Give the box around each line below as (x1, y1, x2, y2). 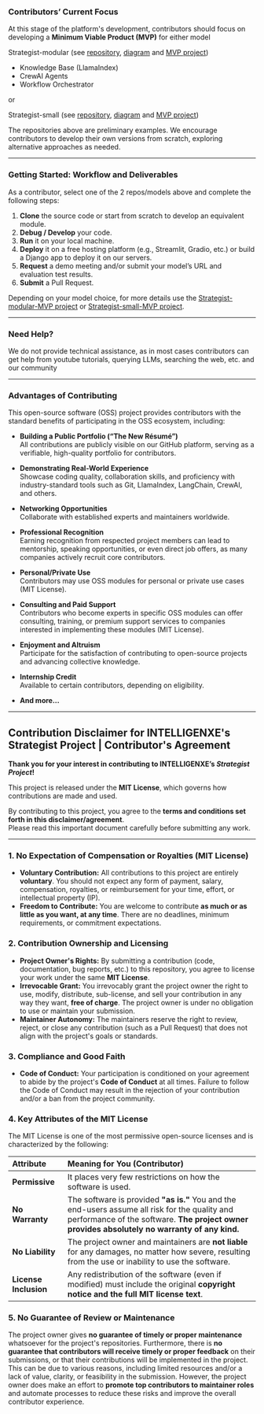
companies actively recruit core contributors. (19, 553, 166, 562)
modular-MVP (8, 302, 53, 311)
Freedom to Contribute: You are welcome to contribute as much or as (19, 901, 247, 911)
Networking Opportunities (19, 504, 108, 513)
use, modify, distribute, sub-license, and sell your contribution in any (19, 989, 242, 998)
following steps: (8, 195, 60, 205)
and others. (19, 489, 57, 498)
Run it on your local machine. (19, 235, 115, 246)
